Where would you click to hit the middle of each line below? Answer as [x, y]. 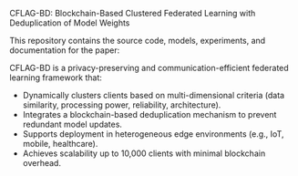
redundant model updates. [72, 124]
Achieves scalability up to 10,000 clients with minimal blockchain [144, 153]
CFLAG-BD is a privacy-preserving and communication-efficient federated [149, 68]
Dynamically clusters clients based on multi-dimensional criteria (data [154, 95]
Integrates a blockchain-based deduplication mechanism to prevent [149, 114]
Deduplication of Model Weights [70, 23]
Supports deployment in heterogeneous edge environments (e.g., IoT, [153, 134]
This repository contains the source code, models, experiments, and [138, 41]
